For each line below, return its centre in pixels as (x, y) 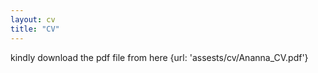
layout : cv (33, 19)
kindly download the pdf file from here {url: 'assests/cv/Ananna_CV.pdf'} (159, 57)
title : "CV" (35, 29)
